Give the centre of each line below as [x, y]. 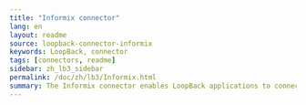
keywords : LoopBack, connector [69, 52]
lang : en [26, 26]
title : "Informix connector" [65, 18]
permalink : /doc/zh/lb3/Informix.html [83, 78]
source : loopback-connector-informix [81, 43]
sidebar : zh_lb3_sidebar [56, 69]
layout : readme [38, 35]
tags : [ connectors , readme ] [63, 60]
